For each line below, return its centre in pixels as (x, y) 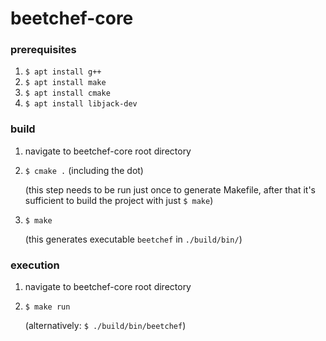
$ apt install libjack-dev (81, 104)
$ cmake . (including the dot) (84, 170)
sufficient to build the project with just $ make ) (119, 200)
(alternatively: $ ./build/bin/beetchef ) (105, 326)
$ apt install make (65, 83)
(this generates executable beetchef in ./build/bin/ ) (133, 239)
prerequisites (43, 50)
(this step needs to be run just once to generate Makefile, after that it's (170, 189)
